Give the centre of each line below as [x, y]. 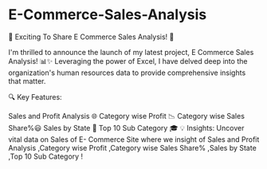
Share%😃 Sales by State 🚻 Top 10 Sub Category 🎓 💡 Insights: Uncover [126, 128]
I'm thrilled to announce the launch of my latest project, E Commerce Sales [131, 52]
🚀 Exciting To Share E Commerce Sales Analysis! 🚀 [91, 37]
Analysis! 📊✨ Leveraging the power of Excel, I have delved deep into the [128, 61]
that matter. [27, 81]
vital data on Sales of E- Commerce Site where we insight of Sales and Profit [134, 139]
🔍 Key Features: [35, 96]
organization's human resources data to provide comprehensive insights [127, 73]
